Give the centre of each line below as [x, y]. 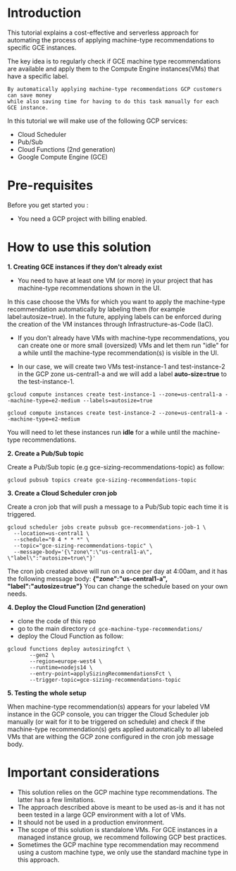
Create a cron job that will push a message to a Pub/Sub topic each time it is [118, 507]
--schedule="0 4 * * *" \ [52, 539]
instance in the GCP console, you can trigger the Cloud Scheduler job [108, 714]
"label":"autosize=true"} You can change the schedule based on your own [118, 586]
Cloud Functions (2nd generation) [67, 149]
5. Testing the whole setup [47, 692]
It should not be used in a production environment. [91, 822]
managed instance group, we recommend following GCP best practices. [122, 837]
